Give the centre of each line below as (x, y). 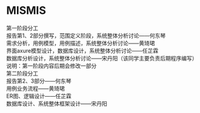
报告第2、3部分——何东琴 (39, 81)
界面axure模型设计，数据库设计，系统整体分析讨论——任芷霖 (82, 50)
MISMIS (26, 11)
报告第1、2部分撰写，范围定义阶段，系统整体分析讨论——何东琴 (86, 35)
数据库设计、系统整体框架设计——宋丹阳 (57, 103)
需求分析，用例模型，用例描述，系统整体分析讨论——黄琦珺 (81, 43)
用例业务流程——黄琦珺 (35, 88)
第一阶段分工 (22, 28)
